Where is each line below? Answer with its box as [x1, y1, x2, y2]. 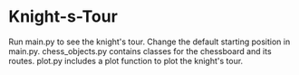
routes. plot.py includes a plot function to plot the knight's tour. [8, 55, 244, 66]
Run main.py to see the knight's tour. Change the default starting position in [8, 36, 291, 47]
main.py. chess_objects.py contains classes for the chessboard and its [8, 45, 273, 56]
